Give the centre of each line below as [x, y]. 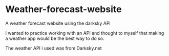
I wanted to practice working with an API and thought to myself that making [85, 33]
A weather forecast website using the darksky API [58, 23]
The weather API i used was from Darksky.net [54, 48]
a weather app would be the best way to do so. [55, 38]
